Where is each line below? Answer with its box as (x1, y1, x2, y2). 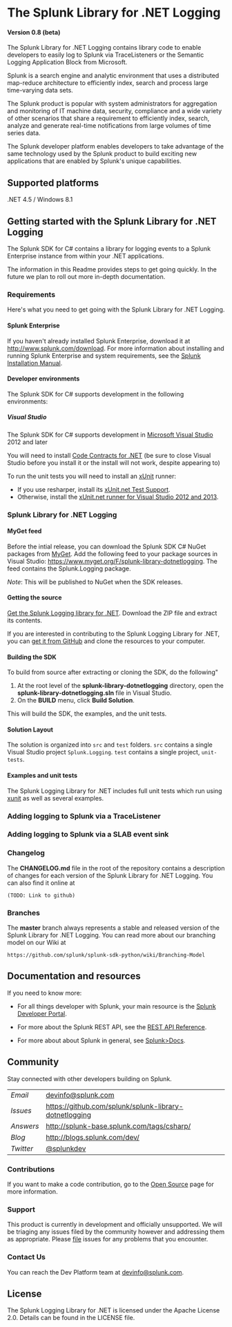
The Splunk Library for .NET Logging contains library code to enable (7, 44, 202, 52)
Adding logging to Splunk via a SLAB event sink (7, 830, 169, 839)
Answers (10, 1121, 39, 1131)
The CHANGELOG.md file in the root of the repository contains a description (7, 863, 226, 872)
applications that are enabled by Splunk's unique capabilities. (7, 157, 182, 165)
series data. (7, 129, 41, 137)
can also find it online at (7, 879, 75, 887)
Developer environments (7, 374, 80, 383)
